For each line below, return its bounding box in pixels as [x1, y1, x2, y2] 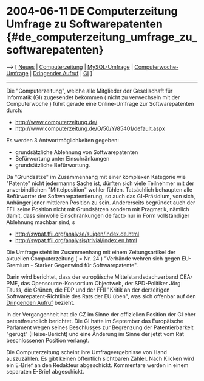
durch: [6, 107, 23, 114]
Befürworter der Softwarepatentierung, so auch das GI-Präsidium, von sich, [6, 192, 195, 200]
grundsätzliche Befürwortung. [15, 161, 90, 169]
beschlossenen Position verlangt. [6, 337, 90, 344]
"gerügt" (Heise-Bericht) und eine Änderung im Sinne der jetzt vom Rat [6, 330, 184, 337]
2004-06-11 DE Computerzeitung [6, 4, 178, 18]
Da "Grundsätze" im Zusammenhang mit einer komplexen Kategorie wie [6, 173, 186, 180]
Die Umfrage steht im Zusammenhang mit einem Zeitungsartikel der [6, 248, 176, 256]
